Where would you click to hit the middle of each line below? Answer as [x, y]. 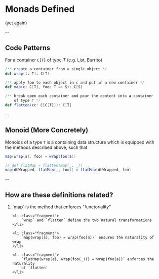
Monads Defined [40, 9]
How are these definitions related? [59, 195]
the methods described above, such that [46, 147]
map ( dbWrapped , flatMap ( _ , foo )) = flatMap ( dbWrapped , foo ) [68, 170]
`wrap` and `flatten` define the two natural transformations [87, 220]
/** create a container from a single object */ [56, 69]
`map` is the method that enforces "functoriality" [61, 207]
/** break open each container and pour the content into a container [79, 96]
